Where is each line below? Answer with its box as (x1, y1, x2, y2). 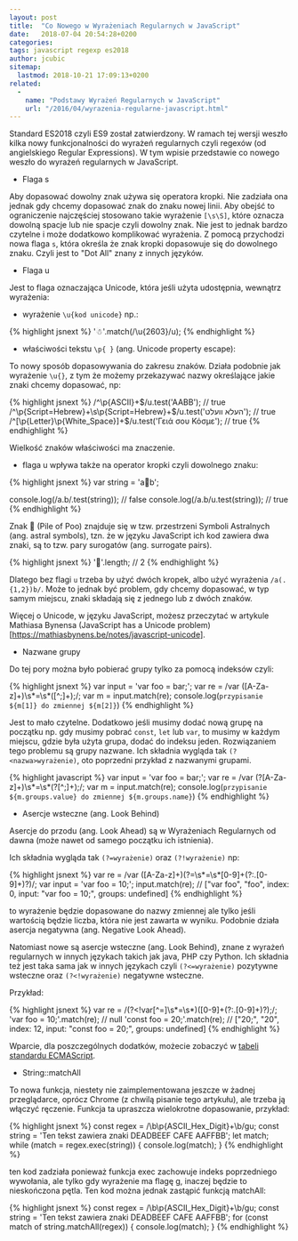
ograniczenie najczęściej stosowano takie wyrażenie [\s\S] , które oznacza (9, 210, 285, 221)
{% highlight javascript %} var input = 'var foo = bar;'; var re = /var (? (9, 772, 262, 783)
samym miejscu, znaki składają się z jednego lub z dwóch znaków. (9, 593, 254, 604)
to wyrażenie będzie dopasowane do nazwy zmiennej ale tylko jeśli (9, 906, 256, 916)
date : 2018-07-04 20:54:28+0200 (9, 29, 138, 38)
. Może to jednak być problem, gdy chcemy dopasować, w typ (41, 584, 270, 594)
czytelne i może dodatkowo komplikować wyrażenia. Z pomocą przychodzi (9, 229, 285, 240)
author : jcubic (9, 54, 66, 63)
